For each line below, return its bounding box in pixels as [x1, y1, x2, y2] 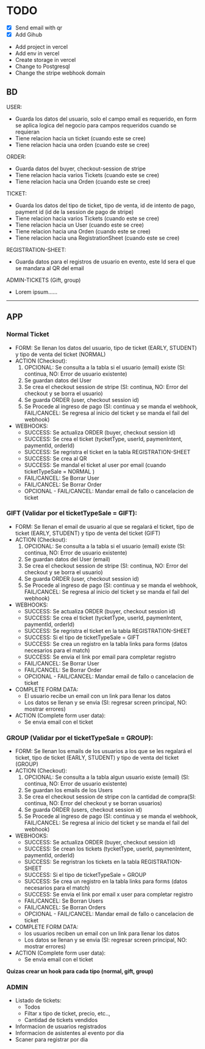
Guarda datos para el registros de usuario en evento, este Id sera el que [15, 258, 196, 265]
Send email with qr [15, 24, 63, 31]
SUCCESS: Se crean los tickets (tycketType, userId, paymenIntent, [24, 845, 192, 852]
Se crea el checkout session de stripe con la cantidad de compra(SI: [24, 793, 196, 800]
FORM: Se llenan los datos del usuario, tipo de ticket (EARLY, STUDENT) [15, 344, 197, 351]
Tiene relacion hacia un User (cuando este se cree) [15, 221, 145, 229]
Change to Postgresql [15, 62, 70, 70]
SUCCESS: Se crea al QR [24, 455, 87, 462]
